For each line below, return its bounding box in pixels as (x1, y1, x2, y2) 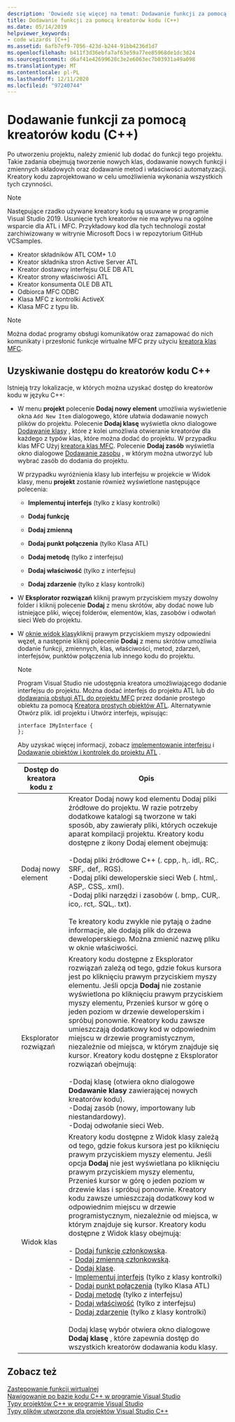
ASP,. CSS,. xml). (69, 882, 124, 891)
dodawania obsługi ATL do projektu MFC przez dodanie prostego (17, 694, 206, 702)
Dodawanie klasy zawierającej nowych (69, 1086, 198, 1095)
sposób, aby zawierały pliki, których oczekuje (69, 820, 218, 830)
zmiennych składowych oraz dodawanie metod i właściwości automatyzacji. (7, 165, 227, 174)
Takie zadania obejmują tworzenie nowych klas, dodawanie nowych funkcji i (7, 158, 227, 166)
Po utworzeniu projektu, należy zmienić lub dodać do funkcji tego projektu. (7, 150, 223, 158)
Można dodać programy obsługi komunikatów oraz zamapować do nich (7, 330, 213, 338)
